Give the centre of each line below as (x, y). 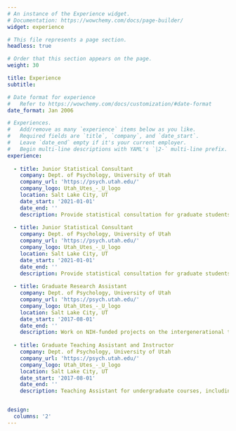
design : (19, 410)
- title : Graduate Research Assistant (71, 287)
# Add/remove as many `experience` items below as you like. (102, 130)
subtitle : (22, 84)
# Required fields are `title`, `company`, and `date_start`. (103, 136)
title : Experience (34, 78)
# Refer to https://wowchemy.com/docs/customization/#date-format (110, 104)
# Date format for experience (52, 97)
